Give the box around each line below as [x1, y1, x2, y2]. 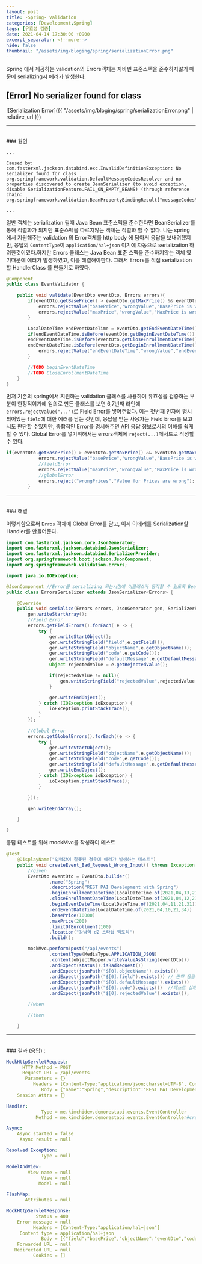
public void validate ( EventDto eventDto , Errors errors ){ [17, 293, 165, 299]
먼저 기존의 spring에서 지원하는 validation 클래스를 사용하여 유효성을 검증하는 [6, 392, 189, 400]
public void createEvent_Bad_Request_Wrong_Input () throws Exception [17, 862, 195, 868]
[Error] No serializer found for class [6, 91, 141, 101]
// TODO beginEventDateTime [28, 364, 96, 370]
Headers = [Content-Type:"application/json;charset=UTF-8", [32, 1081, 187, 1087]
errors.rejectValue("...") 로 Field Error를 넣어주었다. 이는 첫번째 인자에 [6, 407, 182, 415]
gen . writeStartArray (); [28, 612, 87, 618]
